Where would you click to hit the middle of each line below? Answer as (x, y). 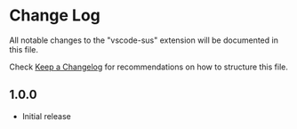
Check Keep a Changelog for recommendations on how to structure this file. (149, 67)
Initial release (46, 116)
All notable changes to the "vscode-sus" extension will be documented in (144, 40)
